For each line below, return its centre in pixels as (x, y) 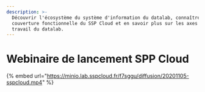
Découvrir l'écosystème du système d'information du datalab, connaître (106, 18)
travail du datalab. (38, 29)
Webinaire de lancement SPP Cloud (98, 59)
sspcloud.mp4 (24, 82)
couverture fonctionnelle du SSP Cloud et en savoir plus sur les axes (105, 23)
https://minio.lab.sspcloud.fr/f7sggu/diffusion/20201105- (118, 76)
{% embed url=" (27, 76)
